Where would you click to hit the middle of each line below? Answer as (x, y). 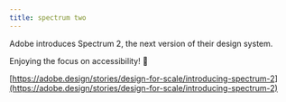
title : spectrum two (48, 18)
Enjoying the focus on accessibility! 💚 (79, 60)
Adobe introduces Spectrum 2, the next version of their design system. (141, 43)
